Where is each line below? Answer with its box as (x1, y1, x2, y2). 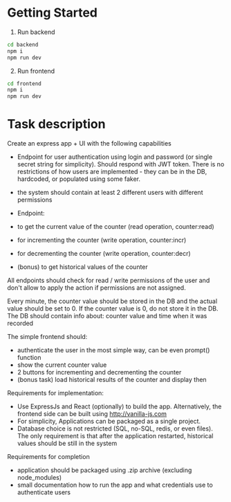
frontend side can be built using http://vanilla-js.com (17, 410, 167, 418)
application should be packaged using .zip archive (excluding (17, 466, 192, 474)
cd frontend (7, 80, 41, 87)
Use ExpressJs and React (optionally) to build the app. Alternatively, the (17, 402, 222, 410)
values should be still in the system (17, 439, 118, 448)
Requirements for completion (7, 453, 90, 461)
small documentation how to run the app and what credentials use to (17, 481, 213, 490)
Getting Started (7, 5, 98, 21)
